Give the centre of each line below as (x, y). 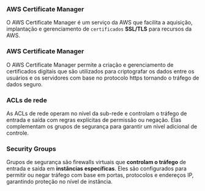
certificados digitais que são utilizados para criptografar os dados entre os (100, 71)
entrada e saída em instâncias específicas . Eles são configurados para (96, 169)
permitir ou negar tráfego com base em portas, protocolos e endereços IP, (100, 175)
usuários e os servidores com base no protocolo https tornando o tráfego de (103, 78)
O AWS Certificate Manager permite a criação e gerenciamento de (90, 65)
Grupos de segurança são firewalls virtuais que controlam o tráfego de (96, 162)
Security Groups (31, 149)
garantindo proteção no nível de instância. (60, 182)
